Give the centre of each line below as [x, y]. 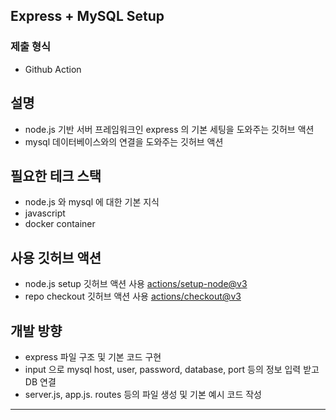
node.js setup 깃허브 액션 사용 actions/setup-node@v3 [136, 284]
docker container [60, 224]
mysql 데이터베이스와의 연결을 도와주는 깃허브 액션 [124, 141]
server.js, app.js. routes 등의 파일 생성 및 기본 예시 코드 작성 [143, 394]
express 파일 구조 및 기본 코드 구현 [93, 356]
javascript [45, 213]
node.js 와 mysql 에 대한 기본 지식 [92, 202]
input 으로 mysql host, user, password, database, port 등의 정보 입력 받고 [172, 369]
